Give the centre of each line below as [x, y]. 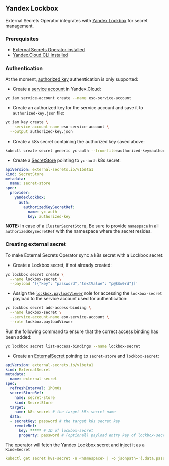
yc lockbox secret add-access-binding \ [48, 308]
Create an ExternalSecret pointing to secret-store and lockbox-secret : [86, 356]
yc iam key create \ [27, 122]
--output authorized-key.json [41, 132]
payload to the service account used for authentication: [70, 299]
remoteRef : [26, 426]
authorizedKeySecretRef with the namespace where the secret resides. [79, 231]
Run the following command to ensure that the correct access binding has [82, 331]
